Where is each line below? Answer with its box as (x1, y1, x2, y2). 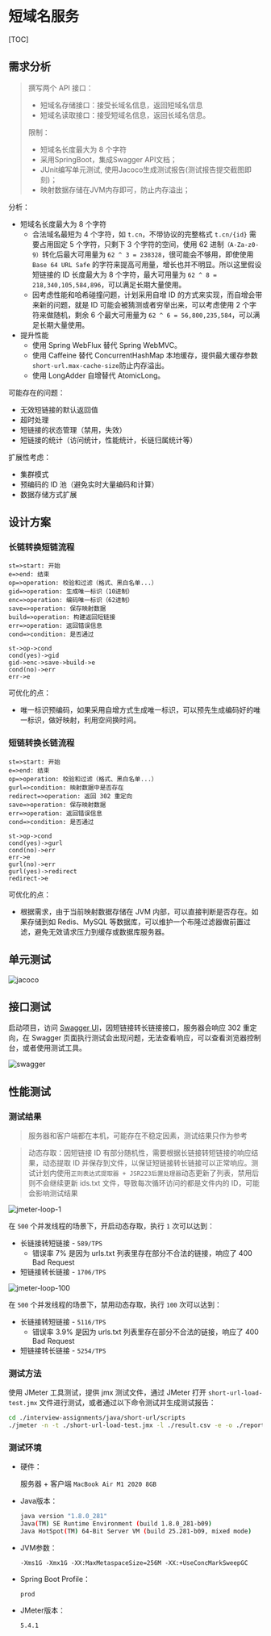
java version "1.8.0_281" (19, 1513, 107, 1521)
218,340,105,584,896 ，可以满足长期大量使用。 (31, 279, 186, 289)
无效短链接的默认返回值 (19, 404, 98, 414)
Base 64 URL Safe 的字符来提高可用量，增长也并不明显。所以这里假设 (31, 259, 262, 269)
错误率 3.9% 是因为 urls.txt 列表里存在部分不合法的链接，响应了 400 (31, 1327, 260, 1337)
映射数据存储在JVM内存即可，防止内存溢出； (40, 185, 190, 195)
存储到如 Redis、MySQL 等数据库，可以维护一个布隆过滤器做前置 (27, 917, 244, 927)
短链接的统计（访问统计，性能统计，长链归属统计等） (19, 435, 198, 445)
